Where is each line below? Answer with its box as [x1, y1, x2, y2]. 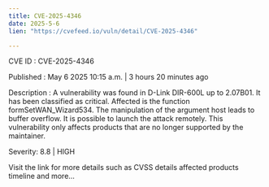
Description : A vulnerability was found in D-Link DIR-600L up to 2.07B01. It [8, 88, 261, 98]
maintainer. [8, 131, 46, 141]
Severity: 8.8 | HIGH [8, 147, 76, 157]
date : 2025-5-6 [8, 20, 60, 28]
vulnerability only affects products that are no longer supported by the [8, 123, 244, 133]
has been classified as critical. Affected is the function [8, 97, 190, 107]
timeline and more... [8, 172, 76, 181]
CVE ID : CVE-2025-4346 [8, 56, 95, 66]
